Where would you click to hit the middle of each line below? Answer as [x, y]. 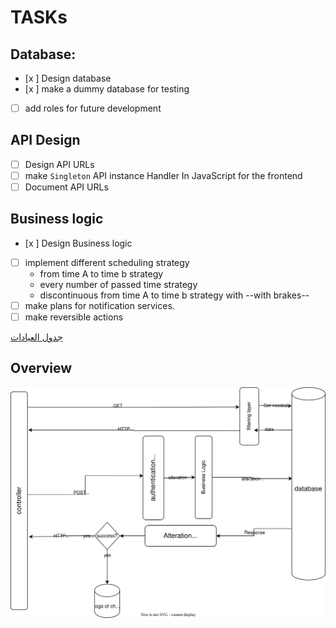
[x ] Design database [68, 78]
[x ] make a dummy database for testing [107, 89]
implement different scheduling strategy [107, 262]
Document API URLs [66, 187]
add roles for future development [93, 108]
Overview [41, 368]
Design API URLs [59, 164]
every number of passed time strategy [118, 284]
